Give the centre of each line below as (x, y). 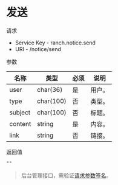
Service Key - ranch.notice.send (55, 43)
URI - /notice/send (38, 49)
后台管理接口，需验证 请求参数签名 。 (66, 175)
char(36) (50, 89)
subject (20, 112)
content (20, 124)
